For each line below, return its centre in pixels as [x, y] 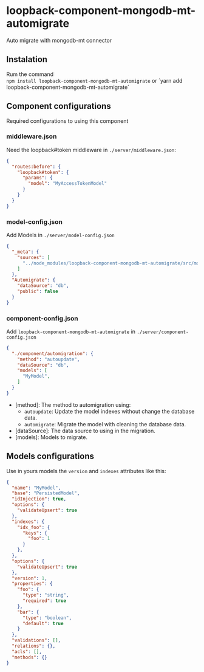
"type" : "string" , [46, 595]
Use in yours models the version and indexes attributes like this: [86, 471]
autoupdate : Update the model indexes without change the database [109, 411]
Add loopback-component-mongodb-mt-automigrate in [71, 331]
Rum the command [30, 74]
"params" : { [37, 178]
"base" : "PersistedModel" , [46, 493]
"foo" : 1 [39, 539]
